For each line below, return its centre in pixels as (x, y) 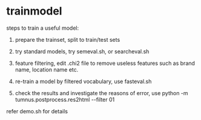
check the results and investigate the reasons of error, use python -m (102, 93)
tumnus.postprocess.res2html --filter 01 (65, 99)
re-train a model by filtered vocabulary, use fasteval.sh (83, 81)
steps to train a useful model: (43, 28)
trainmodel (34, 11)
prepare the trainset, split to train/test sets (68, 39)
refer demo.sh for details (37, 111)
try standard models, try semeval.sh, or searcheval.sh (82, 51)
